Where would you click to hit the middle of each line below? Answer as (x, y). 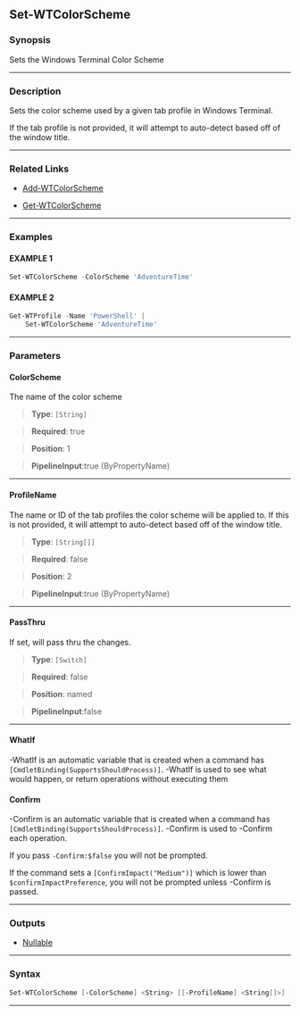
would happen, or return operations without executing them (119, 778)
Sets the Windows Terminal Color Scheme (87, 59)
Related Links (39, 169)
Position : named (62, 694)
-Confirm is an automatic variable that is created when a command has (140, 819)
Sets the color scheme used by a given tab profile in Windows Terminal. (142, 110)
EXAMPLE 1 (31, 258)
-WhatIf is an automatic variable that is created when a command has (137, 760)
